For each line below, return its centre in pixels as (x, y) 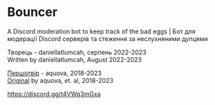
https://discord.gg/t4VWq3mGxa (54, 94)
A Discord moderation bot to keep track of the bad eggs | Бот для (102, 31)
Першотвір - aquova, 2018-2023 (55, 73)
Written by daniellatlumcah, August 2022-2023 (74, 59)
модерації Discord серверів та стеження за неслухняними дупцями (108, 38)
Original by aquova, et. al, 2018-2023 (60, 80)
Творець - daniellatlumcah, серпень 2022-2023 (77, 52)
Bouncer (32, 12)
